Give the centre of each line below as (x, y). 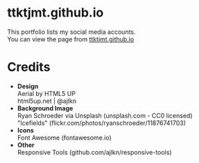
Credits (29, 67)
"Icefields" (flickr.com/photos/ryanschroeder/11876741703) (101, 123)
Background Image (45, 108)
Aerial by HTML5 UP (46, 93)
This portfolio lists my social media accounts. (72, 32)
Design (28, 86)
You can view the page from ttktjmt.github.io (71, 39)
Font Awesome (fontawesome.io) (64, 137)
